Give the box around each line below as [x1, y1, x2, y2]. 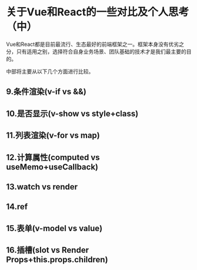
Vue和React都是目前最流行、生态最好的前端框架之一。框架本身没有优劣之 [6, 41, 184, 48]
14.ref [6, 202, 28, 212]
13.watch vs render [6, 182, 78, 192]
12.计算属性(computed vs [6, 152, 100, 162]
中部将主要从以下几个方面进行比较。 [6, 68, 94, 75]
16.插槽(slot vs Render [6, 245, 89, 255]
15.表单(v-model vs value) [6, 223, 103, 233]
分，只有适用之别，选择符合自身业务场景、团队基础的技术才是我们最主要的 [6, 48, 186, 55]
